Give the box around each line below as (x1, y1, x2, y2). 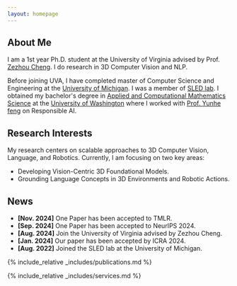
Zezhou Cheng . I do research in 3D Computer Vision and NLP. (7, 63, 188, 71)
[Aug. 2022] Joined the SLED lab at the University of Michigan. (17, 244, 203, 253)
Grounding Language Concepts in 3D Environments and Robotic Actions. (17, 175, 230, 183)
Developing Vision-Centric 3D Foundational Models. (17, 167, 170, 176)
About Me (7, 37, 52, 49)
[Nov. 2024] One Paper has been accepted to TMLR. (17, 214, 173, 223)
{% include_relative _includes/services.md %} (7, 272, 141, 280)
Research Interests (7, 127, 93, 139)
